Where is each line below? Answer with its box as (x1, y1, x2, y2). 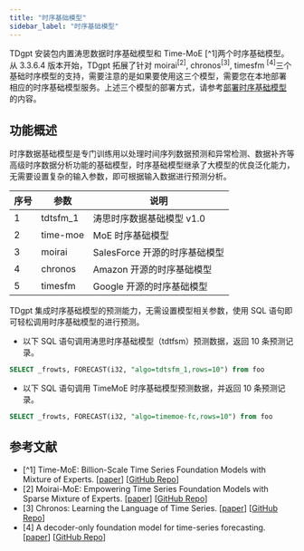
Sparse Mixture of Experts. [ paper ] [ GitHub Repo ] (22, 493, 208, 504)
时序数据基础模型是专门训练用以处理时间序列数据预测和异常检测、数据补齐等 (9, 148, 295, 159)
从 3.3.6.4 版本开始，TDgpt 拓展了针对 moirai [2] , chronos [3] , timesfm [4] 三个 (9, 58, 292, 71)
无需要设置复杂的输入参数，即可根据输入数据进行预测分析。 (9, 170, 232, 181)
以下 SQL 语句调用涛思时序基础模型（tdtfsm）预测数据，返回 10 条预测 (22, 335, 286, 346)
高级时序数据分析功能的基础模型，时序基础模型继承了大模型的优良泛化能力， (9, 159, 295, 170)
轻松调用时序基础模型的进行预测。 (16, 316, 145, 327)
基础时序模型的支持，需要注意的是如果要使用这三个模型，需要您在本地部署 (9, 71, 287, 82)
